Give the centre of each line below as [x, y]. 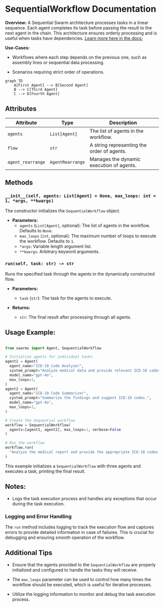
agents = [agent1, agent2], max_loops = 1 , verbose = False [65, 430]
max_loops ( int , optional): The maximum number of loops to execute [88, 236]
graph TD [14, 81]
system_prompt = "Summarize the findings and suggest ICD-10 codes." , [81, 398]
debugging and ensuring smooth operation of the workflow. [65, 537]
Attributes [21, 109]
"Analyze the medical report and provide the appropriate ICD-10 [77, 452]
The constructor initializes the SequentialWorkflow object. [63, 211]
